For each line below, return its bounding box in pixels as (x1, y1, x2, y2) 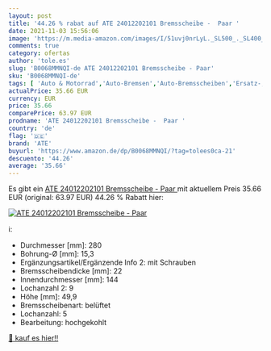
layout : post (8, 11, 52, 20)
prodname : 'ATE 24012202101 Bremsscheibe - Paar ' (8, 117, 186, 125)
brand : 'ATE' (8, 139, 52, 148)
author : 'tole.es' (8, 57, 70, 65)
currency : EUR (8, 94, 56, 102)
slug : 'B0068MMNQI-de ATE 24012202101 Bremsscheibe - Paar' (8, 65, 215, 73)
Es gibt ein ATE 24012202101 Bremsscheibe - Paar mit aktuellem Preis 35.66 (8, 184, 262, 194)
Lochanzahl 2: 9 (19, 283, 74, 293)
